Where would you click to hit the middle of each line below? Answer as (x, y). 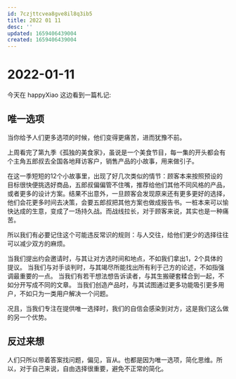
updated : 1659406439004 (42, 33)
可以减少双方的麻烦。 (38, 244)
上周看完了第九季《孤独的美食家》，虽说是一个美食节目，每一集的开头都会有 (117, 152)
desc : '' (20, 27)
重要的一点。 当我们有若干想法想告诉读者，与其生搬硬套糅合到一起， (119, 276)
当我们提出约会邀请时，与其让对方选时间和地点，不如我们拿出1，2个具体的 (115, 258)
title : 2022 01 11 (34, 20)
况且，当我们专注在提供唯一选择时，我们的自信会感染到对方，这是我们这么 (115, 308)
